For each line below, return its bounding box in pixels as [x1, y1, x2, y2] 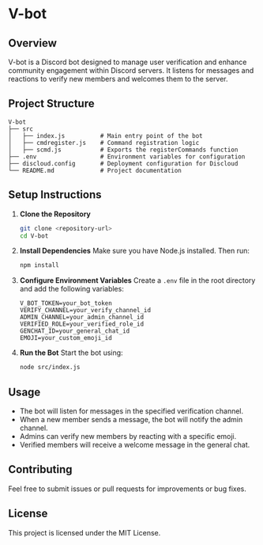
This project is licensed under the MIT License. [8, 528, 161, 537]
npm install [19, 261, 59, 269]
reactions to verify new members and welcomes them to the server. [8, 74, 228, 83]
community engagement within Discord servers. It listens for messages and [8, 66, 254, 75]
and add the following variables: [19, 284, 124, 294]
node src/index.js [19, 364, 81, 372]
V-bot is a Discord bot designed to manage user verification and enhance [8, 57, 247, 67]
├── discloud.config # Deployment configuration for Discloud [8, 159, 239, 167]
